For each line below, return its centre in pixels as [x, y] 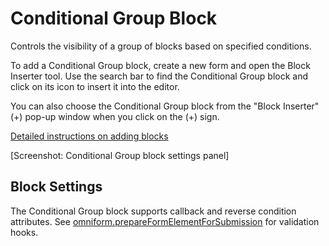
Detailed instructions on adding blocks [89, 136]
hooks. [24, 232]
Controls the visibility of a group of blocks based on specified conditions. [161, 46]
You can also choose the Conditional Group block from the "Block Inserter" [165, 106]
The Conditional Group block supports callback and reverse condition [153, 211]
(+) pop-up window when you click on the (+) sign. [115, 116]
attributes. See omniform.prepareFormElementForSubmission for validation [165, 221]
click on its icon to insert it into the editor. [95, 86]
